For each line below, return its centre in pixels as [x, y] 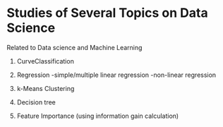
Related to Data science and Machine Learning [74, 47]
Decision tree [36, 102]
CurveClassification [46, 61]
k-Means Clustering [46, 88]
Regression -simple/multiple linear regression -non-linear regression [116, 75]
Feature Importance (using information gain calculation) [98, 116]
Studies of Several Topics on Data [108, 13]
